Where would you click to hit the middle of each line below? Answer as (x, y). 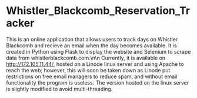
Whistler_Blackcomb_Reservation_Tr (98, 11)
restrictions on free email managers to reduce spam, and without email (92, 76)
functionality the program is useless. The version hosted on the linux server (98, 82)
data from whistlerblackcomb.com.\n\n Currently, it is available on (86, 58)
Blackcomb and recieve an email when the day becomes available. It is (92, 45)
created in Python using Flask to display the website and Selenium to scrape (98, 51)
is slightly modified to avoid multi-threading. (59, 89)
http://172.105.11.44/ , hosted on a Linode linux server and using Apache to (95, 64)
